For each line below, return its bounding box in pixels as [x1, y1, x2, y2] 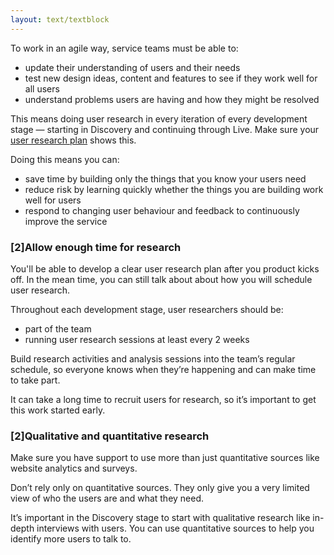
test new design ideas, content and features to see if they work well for [24, 72, 318, 84]
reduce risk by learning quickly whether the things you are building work [24, 183, 324, 195]
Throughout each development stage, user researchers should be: [10, 303, 284, 315]
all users [24, 82, 60, 95]
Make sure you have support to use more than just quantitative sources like [10, 452, 320, 464]
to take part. [10, 374, 61, 386]
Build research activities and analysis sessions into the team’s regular [10, 352, 296, 365]
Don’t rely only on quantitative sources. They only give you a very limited [10, 482, 310, 494]
